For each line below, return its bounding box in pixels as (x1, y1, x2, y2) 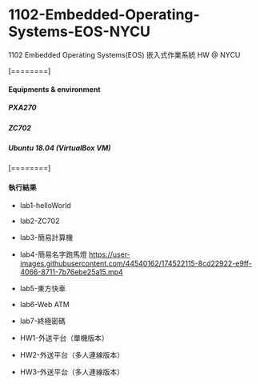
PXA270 (8, 102, 38, 113)
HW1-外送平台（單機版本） (19, 334, 110, 343)
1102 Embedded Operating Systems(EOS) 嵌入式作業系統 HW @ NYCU (8, 50, 241, 59)
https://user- (89, 250, 130, 259)
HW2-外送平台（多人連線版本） (19, 350, 124, 360)
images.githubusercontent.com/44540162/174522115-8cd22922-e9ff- (19, 258, 252, 269)
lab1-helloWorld (19, 201, 72, 210)
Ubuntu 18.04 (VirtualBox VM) (8, 142, 111, 153)
